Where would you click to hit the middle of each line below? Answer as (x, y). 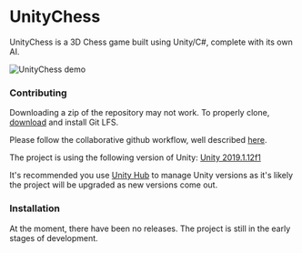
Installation (35, 208)
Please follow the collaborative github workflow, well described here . (138, 140)
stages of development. (54, 238)
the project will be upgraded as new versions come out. (114, 185)
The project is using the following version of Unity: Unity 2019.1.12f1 (136, 157)
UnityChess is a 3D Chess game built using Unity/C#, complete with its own (151, 42)
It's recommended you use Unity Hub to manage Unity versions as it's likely (151, 176)
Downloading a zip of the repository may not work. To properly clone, (140, 113)
